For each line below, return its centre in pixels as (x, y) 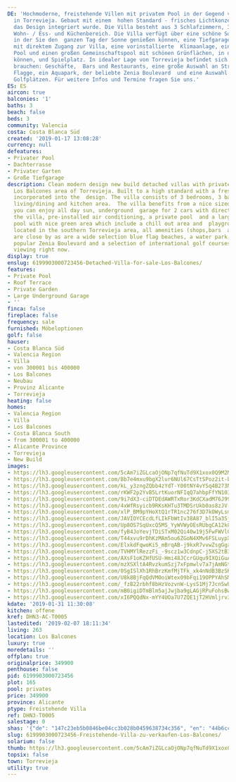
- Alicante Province (38, 446)
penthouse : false (33, 670)
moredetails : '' (31, 649)
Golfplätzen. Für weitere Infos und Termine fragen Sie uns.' (106, 79)
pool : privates (29, 689)
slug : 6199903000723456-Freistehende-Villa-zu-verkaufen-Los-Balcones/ (114, 735)
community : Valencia (38, 125)
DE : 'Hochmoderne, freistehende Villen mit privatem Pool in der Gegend (116, 14)
